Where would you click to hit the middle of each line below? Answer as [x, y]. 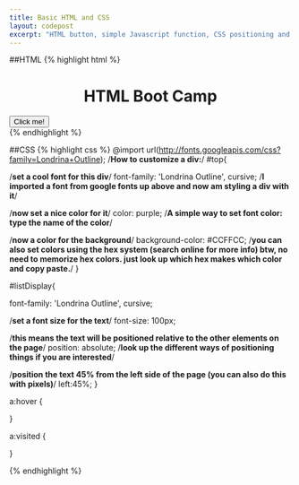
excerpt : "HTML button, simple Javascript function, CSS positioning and [150, 34]
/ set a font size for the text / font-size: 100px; [93, 321]
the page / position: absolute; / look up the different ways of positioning [142, 348]
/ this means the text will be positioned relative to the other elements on [144, 338]
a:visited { [28, 437]
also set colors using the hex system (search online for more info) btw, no [149, 250]
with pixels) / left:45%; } [54, 384]
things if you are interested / [62, 357]
